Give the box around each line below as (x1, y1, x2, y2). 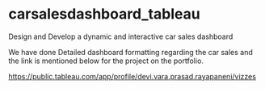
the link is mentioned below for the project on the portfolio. (8, 56, 204, 66)
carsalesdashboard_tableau (8, 5, 200, 23)
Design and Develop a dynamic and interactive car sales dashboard (8, 32, 233, 41)
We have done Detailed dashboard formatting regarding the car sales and (8, 47, 253, 57)
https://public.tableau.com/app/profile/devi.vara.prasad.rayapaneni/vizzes (8, 71, 257, 81)
